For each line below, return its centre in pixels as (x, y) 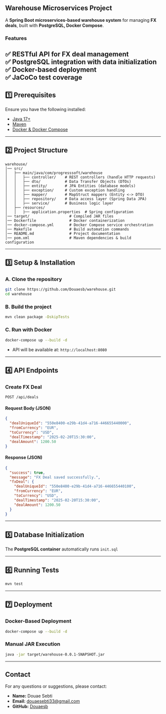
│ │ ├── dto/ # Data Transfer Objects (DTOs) (68, 181)
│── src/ (14, 168)
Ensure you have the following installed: (46, 109)
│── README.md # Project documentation (63, 233)
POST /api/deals (22, 397)
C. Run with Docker (29, 330)
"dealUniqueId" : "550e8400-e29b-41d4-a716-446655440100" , (75, 487)
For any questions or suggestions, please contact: (56, 686)
